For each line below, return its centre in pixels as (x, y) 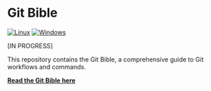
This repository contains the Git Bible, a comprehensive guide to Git (105, 59)
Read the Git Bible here (42, 80)
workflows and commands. (47, 66)
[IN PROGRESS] (30, 45)
